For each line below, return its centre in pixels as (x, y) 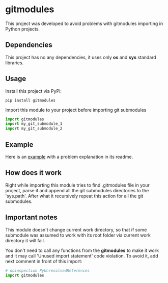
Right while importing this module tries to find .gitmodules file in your (78, 185)
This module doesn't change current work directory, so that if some (76, 229)
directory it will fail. (25, 240)
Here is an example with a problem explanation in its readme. (69, 157)
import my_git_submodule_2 (34, 128)
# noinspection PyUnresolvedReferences (48, 271)
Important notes (31, 217)
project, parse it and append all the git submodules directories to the (77, 190)
